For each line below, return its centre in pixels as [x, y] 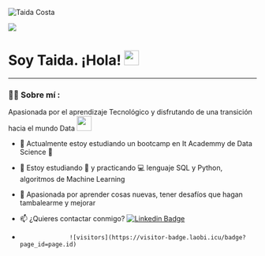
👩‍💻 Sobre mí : [34, 95]
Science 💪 [36, 152]
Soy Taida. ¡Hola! [65, 60]
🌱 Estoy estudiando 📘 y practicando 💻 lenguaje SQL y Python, [121, 168]
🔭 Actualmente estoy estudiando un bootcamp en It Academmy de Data [136, 144]
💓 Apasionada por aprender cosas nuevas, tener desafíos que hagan [131, 194]
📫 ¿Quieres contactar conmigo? [72, 219]
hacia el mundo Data [42, 128]
